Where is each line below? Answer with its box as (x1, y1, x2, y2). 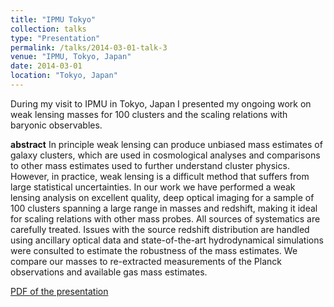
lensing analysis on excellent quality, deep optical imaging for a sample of (10, 191, 315, 203)
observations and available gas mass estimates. (10, 266, 208, 278)
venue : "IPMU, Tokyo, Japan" (10, 52, 132, 62)
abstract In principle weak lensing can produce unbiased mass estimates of (10, 138, 323, 150)
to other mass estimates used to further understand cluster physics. (10, 159, 290, 171)
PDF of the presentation (10, 285, 109, 297)
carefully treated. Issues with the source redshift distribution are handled (10, 223, 310, 235)
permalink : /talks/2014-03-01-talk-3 (10, 42, 168, 53)
